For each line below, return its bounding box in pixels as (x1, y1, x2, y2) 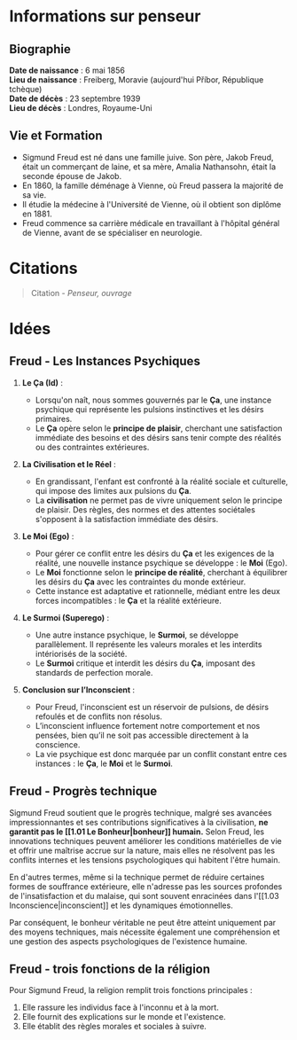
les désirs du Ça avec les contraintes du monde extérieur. (35, 576, 246, 587)
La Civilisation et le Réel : (21, 458, 117, 469)
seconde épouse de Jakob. (21, 170, 122, 181)
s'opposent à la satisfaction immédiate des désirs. (35, 513, 219, 524)
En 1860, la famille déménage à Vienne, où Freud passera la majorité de (21, 180, 284, 191)
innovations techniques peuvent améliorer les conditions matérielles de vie (9, 835, 282, 846)
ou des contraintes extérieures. (35, 442, 150, 452)
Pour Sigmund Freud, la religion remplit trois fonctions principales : (9, 985, 253, 996)
